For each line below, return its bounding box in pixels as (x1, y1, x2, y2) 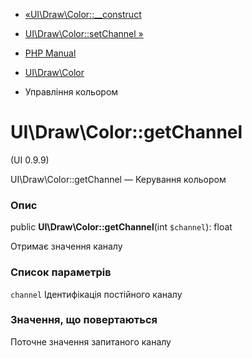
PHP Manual (24, 47, 77, 59)
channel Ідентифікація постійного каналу (10, 288, 183, 300)
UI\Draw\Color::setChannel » (24, 28, 144, 39)
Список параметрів (10, 265, 112, 279)
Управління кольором (24, 86, 119, 98)
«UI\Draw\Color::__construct (24, 9, 142, 20)
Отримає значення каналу (10, 240, 123, 253)
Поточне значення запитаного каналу (10, 335, 172, 348)
